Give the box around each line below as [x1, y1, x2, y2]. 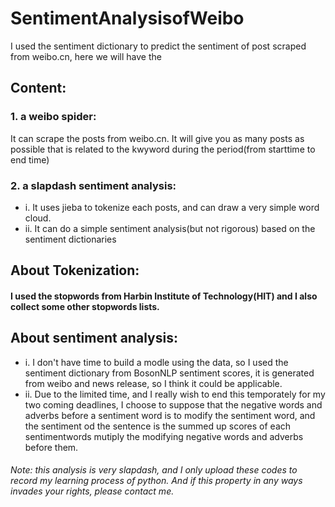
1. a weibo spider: [10, 110, 97, 124]
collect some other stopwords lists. [10, 300, 160, 312]
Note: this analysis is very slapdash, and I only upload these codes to [10, 464, 298, 476]
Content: [10, 80, 67, 97]
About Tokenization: [10, 262, 140, 279]
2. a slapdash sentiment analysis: [10, 178, 177, 192]
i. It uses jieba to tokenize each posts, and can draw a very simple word [24, 201, 320, 213]
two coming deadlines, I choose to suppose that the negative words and [24, 398, 323, 411]
